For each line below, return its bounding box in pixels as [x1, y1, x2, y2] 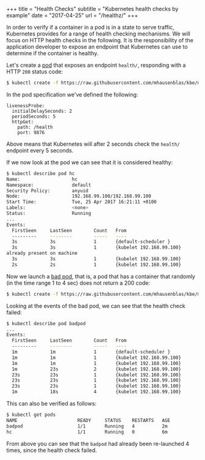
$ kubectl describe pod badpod [6, 320, 86, 326]
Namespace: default [6, 182, 92, 188]
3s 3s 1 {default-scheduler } [12, 239, 171, 245]
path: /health [17, 124, 53, 130]
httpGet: [12, 119, 34, 125]
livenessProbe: [6, 102, 45, 109]
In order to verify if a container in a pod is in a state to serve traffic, [6, 24, 175, 31]
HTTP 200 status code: [6, 68, 63, 75]
